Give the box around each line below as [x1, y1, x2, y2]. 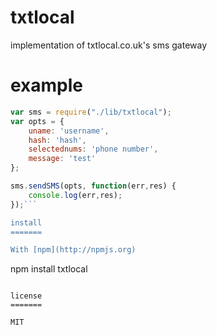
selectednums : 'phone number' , [28, 144, 159, 155]
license [10, 291, 43, 301]
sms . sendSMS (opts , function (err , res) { [10, 181, 177, 191]
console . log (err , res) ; [28, 190, 123, 200]
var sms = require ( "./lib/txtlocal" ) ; [10, 107, 172, 117]
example [10, 74, 84, 97]
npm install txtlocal [10, 263, 88, 275]
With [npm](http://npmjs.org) [10, 245, 137, 255]
